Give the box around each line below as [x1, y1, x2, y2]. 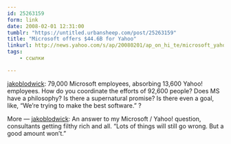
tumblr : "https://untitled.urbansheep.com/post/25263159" [7, 29, 177, 36]
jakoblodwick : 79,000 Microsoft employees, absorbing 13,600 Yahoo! [7, 80, 203, 88]
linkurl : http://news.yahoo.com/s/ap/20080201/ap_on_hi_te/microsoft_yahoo [7, 42, 229, 49]
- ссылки [19, 55, 45, 62]
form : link [7, 16, 38, 23]
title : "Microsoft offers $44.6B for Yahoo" [7, 36, 137, 43]
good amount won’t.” [7, 129, 67, 137]
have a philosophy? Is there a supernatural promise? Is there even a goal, [7, 94, 214, 102]
